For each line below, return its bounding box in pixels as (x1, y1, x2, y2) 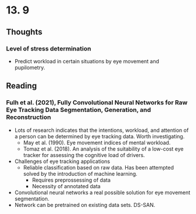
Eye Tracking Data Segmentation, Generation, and (6, 106, 151, 114)
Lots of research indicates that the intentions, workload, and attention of (14, 127, 189, 134)
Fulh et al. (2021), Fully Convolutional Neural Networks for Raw (6, 98, 188, 107)
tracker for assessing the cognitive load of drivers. (23, 151, 145, 158)
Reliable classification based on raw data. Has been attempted (23, 164, 174, 171)
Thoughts (6, 27, 43, 37)
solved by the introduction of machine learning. (23, 170, 137, 177)
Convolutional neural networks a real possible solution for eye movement (14, 189, 191, 196)
